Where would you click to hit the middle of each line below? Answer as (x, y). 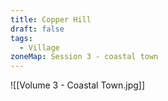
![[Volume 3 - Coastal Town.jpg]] (78, 85)
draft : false (37, 29)
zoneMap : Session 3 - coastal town (84, 57)
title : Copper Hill (51, 19)
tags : (21, 38)
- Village (39, 47)
